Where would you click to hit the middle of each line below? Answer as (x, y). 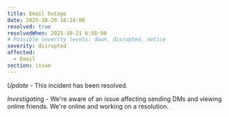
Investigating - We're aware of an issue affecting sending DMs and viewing (114, 99)
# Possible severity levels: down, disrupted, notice (87, 40)
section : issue (29, 65)
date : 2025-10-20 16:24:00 (46, 20)
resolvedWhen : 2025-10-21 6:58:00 (57, 33)
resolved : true (29, 26)
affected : (22, 53)
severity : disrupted (37, 46)
